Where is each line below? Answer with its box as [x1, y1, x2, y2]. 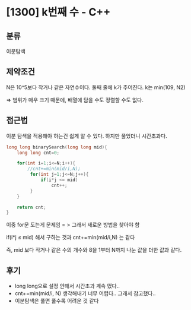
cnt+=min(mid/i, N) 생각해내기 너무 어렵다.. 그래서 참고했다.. [14, 290, 156, 297]
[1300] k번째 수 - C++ [6, 5, 111, 19]
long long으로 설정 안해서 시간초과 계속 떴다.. [14, 283, 120, 290]
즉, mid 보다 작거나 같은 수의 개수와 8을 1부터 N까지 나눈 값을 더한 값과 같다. [6, 246, 182, 254]
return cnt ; [17, 204, 46, 210]
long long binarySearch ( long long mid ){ [6, 144, 108, 150]
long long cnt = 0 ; [17, 150, 60, 156]
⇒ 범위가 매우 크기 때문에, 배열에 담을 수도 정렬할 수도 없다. [6, 96, 144, 103]
